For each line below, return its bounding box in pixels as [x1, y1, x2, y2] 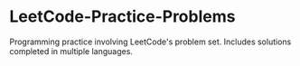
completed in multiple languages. [9, 45, 134, 56]
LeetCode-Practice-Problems [9, 6, 236, 27]
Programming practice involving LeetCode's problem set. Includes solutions [9, 36, 292, 47]
